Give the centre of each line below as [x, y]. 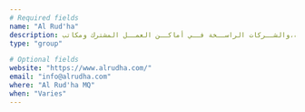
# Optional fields [44, 60]
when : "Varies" [38, 93]
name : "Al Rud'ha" [44, 26]
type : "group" [36, 43]
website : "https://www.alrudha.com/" [81, 68]
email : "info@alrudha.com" [60, 77]
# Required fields [44, 18]
